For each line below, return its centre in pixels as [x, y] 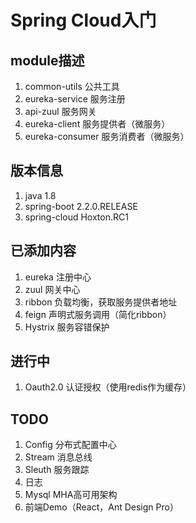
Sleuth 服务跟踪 [57, 470]
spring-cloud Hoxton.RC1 [76, 217]
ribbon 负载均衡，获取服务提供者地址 [101, 302]
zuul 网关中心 [52, 289]
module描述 [47, 60]
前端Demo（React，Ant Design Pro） [101, 507]
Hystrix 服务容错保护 [67, 327]
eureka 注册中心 [58, 277]
